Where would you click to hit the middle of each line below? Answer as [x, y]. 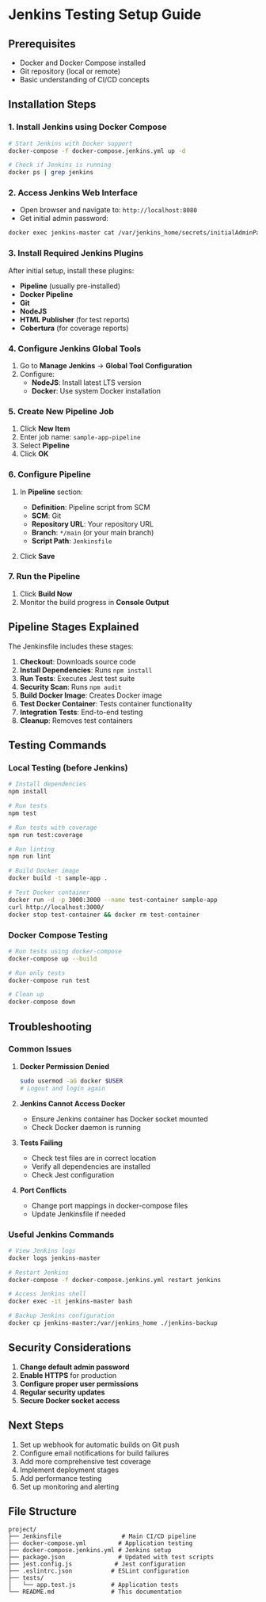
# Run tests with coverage [53, 828]
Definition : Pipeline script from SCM [91, 507]
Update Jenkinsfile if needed [79, 1214]
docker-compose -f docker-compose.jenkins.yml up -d [97, 151]
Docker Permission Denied [64, 1066]
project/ [23, 1530]
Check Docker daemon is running [86, 1127]
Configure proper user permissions [79, 1383]
